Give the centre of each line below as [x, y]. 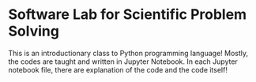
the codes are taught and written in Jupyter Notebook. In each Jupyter [123, 61]
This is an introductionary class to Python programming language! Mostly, [128, 53]
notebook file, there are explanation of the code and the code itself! [118, 69]
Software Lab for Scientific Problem [128, 15]
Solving [34, 31]
